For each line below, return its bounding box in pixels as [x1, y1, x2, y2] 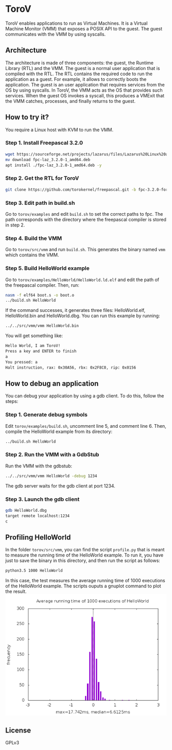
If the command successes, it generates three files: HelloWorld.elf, [5, 307, 146, 313]
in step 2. [5, 222, 25, 228]
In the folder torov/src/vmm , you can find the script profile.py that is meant [5, 547, 165, 553]
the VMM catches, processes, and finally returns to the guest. [5, 98, 136, 104]
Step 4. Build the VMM [5, 235, 62, 242]
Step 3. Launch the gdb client [5, 495, 80, 502]
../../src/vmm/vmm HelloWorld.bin [5, 323, 79, 328]
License [5, 726, 31, 735]
